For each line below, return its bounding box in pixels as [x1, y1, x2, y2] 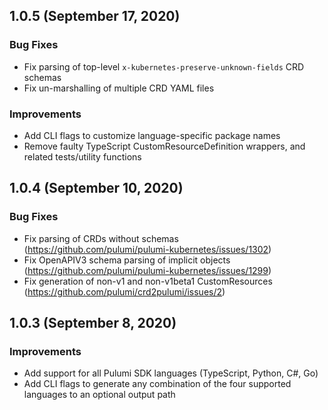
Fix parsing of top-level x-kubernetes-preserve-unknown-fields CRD [23, 60, 305, 73]
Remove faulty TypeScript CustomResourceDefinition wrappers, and [23, 140, 306, 152]
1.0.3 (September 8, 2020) [9, 315, 177, 332]
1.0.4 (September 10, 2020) [9, 180, 184, 197]
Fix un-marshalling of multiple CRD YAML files [23, 82, 215, 94]
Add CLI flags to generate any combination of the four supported [23, 378, 292, 390]
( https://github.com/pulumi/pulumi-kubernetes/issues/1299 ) [23, 264, 272, 276]
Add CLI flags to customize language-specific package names [23, 129, 281, 141]
